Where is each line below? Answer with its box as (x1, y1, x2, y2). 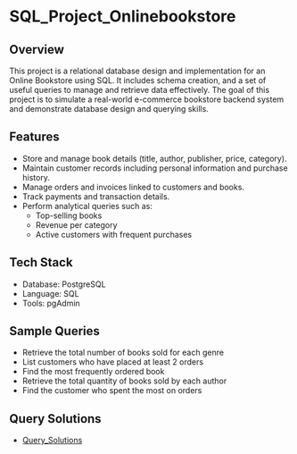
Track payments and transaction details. (21, 190, 170, 202)
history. (21, 172, 51, 182)
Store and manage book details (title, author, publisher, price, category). (21, 153, 287, 164)
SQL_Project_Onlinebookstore (9, 6, 236, 27)
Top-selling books (35, 210, 103, 221)
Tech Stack (9, 255, 73, 270)
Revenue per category (35, 219, 118, 230)
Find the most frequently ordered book (21, 366, 165, 377)
